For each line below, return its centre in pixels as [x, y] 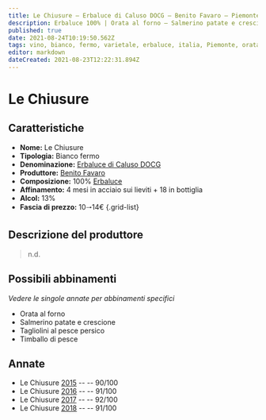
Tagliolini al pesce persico [62, 330]
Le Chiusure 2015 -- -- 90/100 [69, 383]
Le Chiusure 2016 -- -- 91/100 [68, 391]
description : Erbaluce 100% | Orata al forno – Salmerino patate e [122, 23]
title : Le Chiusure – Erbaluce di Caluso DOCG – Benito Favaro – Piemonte [134, 15]
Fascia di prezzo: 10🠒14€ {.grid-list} [80, 206]
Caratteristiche [46, 128]
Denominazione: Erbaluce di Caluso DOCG [90, 164]
